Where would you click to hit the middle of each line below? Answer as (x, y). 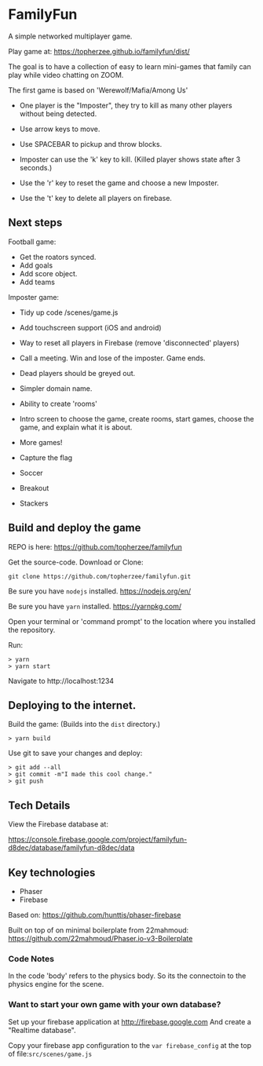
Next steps (35, 223)
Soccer (31, 473)
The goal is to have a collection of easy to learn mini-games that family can (130, 66)
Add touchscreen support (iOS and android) (91, 327)
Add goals (36, 265)
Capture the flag (46, 458)
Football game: (32, 242)
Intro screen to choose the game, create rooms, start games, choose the (137, 418)
